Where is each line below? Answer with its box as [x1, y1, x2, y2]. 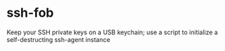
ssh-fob [6, 5, 54, 21]
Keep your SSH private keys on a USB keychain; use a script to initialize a [6, 28, 218, 36]
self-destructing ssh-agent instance [6, 35, 111, 43]
